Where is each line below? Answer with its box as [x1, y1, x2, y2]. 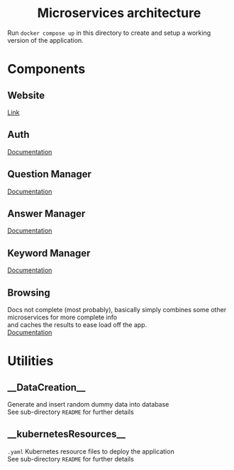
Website [7, 89, 45, 101]
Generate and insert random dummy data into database [7, 400, 169, 408]
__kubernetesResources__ [7, 428, 126, 440]
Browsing [7, 287, 51, 299]
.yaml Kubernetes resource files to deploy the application [7, 447, 175, 456]
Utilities [7, 353, 54, 369]
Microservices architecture [37, 5, 201, 21]
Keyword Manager [7, 247, 91, 259]
